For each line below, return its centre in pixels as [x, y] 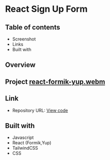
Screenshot [24, 39]
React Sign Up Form [46, 9]
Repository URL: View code [40, 110]
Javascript [23, 138]
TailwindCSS [25, 148]
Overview [20, 65]
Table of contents [33, 27]
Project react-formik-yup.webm [55, 81]
